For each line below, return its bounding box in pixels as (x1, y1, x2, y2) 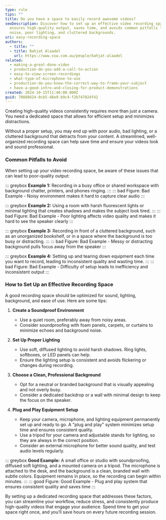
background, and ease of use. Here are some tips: (5, 298, 107, 303)
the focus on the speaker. (19, 397, 72, 403)
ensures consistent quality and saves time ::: (5, 483, 96, 489)
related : (5, 58, 23, 63)
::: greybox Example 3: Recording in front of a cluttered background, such (5, 228, 156, 234)
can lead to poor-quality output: (5, 173, 70, 178)
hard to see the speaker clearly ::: (5, 218, 74, 224)
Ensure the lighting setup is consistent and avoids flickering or (19, 357, 147, 363)
